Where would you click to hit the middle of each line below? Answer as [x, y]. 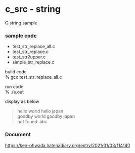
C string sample [21, 23]
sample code [21, 36]
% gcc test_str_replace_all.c [34, 77]
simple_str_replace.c [33, 62]
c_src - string [33, 9]
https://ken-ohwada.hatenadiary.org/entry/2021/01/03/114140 [67, 145]
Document [18, 135]
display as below [22, 102]
